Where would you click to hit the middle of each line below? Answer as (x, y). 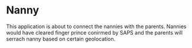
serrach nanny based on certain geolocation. (61, 39)
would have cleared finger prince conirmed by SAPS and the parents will (95, 32)
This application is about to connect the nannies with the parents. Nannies (96, 26)
